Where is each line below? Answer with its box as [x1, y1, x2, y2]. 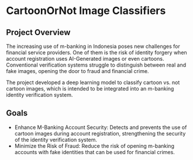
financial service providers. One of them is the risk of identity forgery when [6, 49, 187, 56]
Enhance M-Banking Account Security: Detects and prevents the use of [14, 124, 187, 131]
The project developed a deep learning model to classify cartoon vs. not [6, 79, 180, 86]
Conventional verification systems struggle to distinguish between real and [6, 61, 186, 68]
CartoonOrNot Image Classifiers [6, 4, 166, 18]
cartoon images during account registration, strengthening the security [14, 130, 186, 137]
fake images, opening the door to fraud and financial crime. [6, 68, 149, 74]
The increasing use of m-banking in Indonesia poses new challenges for [6, 43, 180, 50]
